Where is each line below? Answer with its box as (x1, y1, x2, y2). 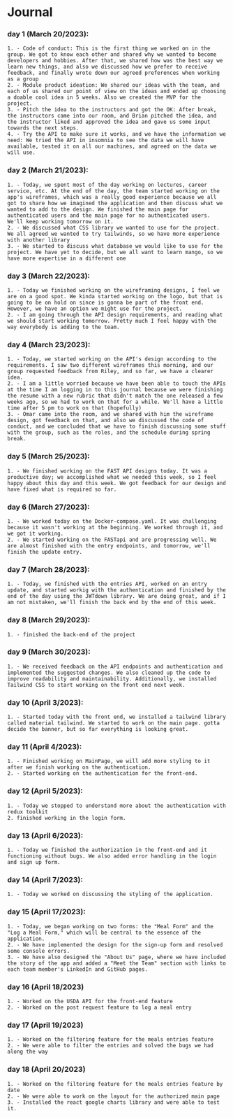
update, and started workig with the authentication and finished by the (7, 587, 227, 594)
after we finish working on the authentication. (7, 764, 151, 771)
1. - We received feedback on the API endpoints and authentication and (7, 663, 223, 670)
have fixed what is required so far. (7, 486, 117, 493)
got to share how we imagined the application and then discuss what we (7, 200, 223, 207)
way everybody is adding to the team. (7, 323, 120, 331)
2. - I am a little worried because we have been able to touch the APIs (7, 380, 227, 387)
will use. (7, 149, 36, 156)
